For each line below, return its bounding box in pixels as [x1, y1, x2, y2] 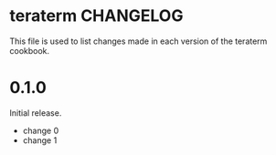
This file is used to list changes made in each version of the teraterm [9, 36, 268, 46]
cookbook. [9, 45, 50, 56]
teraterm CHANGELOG [9, 5, 184, 26]
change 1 [22, 134, 58, 146]
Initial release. [9, 107, 62, 119]
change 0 [22, 125, 59, 136]
